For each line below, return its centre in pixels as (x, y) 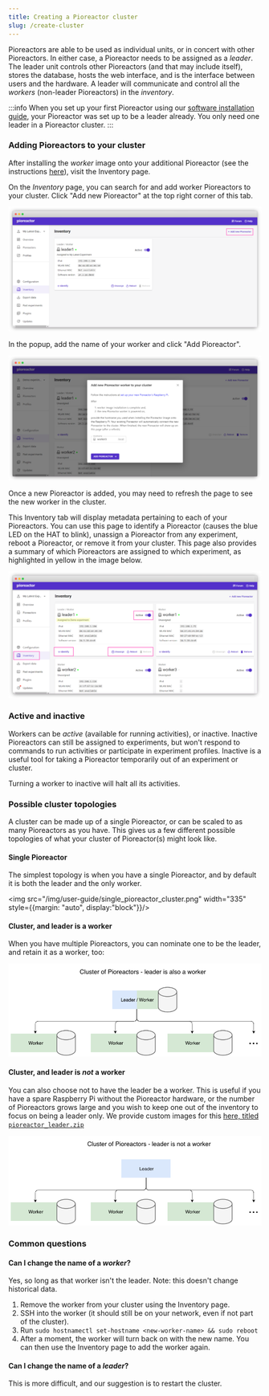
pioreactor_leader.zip (46, 1125)
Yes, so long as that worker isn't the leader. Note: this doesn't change (123, 1280)
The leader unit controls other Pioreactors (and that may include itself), (126, 66)
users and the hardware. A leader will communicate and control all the (124, 84)
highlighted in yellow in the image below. (75, 560)
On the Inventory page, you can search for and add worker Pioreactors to (130, 187)
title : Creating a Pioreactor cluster (73, 17)
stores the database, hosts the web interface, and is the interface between (132, 75)
